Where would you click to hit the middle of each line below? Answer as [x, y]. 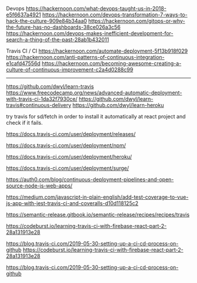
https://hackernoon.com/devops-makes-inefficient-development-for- [90, 33]
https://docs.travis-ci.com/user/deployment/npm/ [66, 145]
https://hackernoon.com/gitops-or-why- [137, 21]
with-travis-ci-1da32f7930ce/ [42, 99]
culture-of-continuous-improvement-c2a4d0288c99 [70, 69]
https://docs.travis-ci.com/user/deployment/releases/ [71, 134]
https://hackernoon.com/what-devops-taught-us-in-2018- [96, 8]
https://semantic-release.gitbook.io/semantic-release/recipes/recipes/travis [98, 214]
